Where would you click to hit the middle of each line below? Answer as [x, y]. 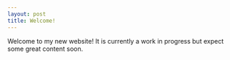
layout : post [27, 14]
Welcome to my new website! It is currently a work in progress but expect [115, 41]
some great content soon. [45, 49]
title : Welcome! [31, 21]
